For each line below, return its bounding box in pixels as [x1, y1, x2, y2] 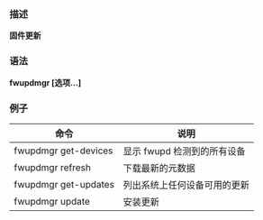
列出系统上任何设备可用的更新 [122, 179, 250, 191]
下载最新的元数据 [122, 161, 196, 174]
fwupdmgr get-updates [14, 178, 115, 190]
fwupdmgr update [14, 195, 90, 207]
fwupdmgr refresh [14, 160, 92, 173]
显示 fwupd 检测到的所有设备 [122, 144, 246, 157]
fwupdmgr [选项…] [9, 77, 82, 87]
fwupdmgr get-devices [14, 144, 113, 157]
